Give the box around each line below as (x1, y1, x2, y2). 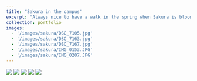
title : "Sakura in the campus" (6, 8, 83, 15)
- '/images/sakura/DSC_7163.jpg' (11, 36, 93, 42)
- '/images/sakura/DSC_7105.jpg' (11, 31, 93, 36)
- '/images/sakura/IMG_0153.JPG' (11, 47, 93, 53)
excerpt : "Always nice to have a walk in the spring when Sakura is (6, 14, 177, 20)
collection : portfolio (6, 19, 62, 25)
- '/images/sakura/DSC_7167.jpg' (11, 42, 93, 48)
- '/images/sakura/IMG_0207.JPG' (11, 52, 93, 58)
